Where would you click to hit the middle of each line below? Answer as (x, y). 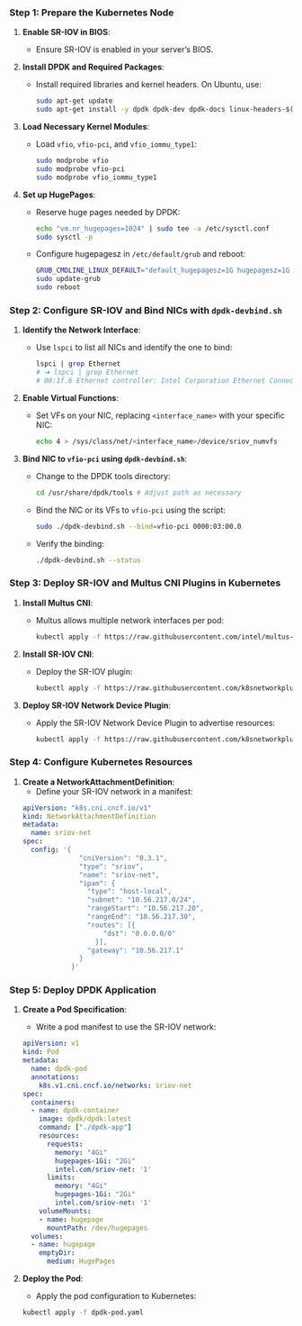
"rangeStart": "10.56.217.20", (145, 908)
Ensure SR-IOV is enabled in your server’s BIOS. (124, 50)
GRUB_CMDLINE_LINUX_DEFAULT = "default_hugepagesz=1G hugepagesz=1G (163, 271)
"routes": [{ (111, 925)
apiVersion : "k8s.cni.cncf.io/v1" (87, 808)
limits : (61, 1177)
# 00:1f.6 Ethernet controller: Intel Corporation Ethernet (151, 381)
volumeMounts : (65, 1211)
